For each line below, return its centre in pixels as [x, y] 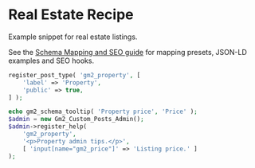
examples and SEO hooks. [51, 61]
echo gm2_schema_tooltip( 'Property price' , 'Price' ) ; [103, 112]
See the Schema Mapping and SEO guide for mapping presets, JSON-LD [127, 52]
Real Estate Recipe [71, 15]
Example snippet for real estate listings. [73, 37]
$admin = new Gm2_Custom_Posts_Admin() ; [76, 119]
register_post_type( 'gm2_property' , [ [75, 75]
